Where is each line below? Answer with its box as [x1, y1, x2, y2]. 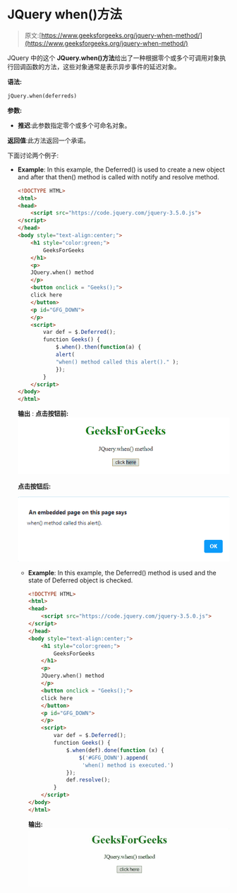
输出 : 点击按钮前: [17, 409, 69, 418]
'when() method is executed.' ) [82, 762, 174, 769]
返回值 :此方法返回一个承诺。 [7, 136, 90, 145]
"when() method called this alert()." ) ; [55, 358, 179, 366]
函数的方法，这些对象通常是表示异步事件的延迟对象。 [25, 62, 181, 71]
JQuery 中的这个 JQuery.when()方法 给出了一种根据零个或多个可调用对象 [7, 54, 220, 62]
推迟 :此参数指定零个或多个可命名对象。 [17, 121, 131, 129]
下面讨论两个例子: [7, 151, 59, 160]
